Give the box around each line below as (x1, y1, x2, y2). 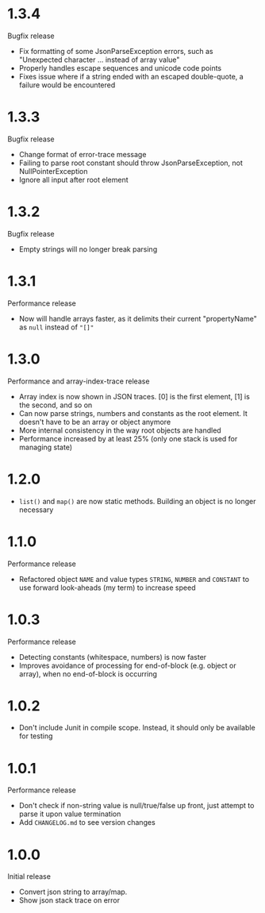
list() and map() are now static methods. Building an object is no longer (18, 496, 256, 506)
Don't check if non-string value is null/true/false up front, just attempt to (18, 801, 255, 811)
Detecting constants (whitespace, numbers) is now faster (18, 652, 207, 661)
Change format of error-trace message (18, 149, 147, 159)
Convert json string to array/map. (18, 887, 128, 897)
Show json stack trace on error (18, 896, 121, 905)
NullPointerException (18, 166, 88, 175)
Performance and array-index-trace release (7, 376, 150, 386)
